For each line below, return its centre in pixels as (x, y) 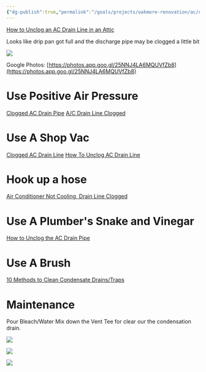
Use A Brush (39, 263)
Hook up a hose (47, 179)
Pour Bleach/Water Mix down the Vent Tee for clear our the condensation (99, 322)
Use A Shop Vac (48, 138)
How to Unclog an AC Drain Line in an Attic (60, 29)
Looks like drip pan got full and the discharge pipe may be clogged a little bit (103, 41)
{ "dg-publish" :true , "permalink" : (49, 12)
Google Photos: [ (28, 64)
